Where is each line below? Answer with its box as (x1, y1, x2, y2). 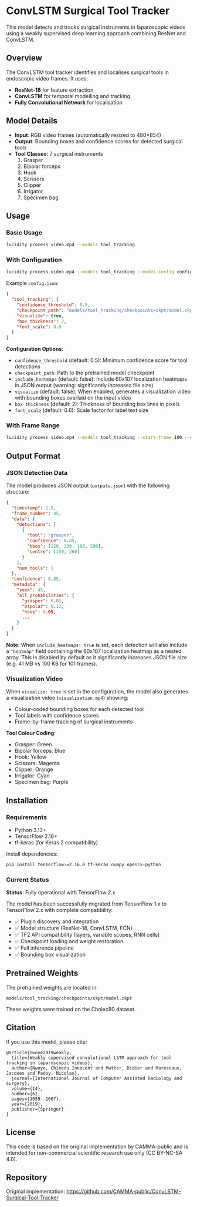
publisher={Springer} (11, 1106, 64, 1112)
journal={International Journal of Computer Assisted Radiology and (11, 1075, 182, 1081)
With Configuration (6, 256, 62, 264)
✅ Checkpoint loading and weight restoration (14, 938, 124, 945)
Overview (6, 53, 43, 63)
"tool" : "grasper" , (27, 532, 75, 538)
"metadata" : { (11, 582, 46, 588)
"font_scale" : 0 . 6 (16, 324, 62, 330)
